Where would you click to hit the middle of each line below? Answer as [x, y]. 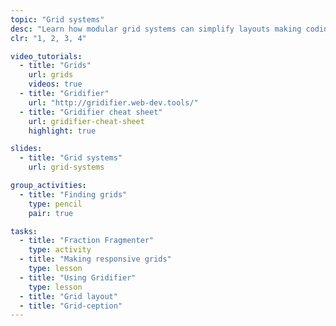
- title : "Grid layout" [68, 296]
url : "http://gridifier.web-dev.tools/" [113, 102]
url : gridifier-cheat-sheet [86, 121]
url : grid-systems [66, 167]
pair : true [51, 213]
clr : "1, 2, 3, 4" [48, 38]
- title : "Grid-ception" [71, 306]
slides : [26, 149]
